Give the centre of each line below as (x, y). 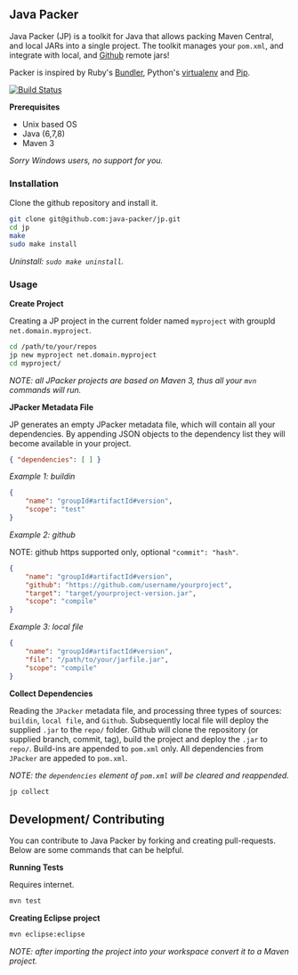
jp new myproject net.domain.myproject (83, 355)
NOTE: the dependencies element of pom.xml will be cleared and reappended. (149, 775)
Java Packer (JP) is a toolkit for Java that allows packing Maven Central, (141, 36)
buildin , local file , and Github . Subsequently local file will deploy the (139, 720)
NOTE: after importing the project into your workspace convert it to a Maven (149, 951)
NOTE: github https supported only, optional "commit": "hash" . (124, 552)
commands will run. (45, 389)
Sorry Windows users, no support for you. (86, 160)
